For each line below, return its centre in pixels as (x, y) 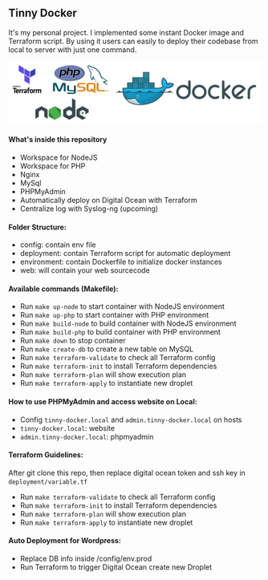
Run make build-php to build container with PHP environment (120, 332)
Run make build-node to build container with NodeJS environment (128, 323)
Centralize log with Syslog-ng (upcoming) (89, 209)
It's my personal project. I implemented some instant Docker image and (126, 32)
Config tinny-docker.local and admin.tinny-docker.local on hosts (131, 420)
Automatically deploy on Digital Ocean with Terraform (109, 201)
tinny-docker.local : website (67, 428)
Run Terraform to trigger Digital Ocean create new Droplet (116, 567)
